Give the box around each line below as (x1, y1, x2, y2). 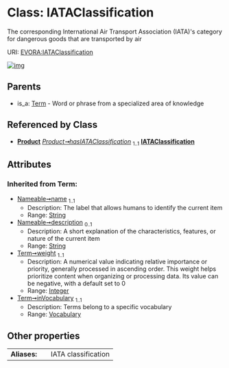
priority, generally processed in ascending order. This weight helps (27, 265, 217, 273)
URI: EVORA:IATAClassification (7, 48, 94, 56)
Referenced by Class (7, 119, 98, 131)
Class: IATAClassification (7, 5, 154, 21)
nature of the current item (27, 234, 101, 242)
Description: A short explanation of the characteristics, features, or (27, 227, 216, 235)
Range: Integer (27, 287, 70, 295)
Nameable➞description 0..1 (16, 218, 93, 228)
